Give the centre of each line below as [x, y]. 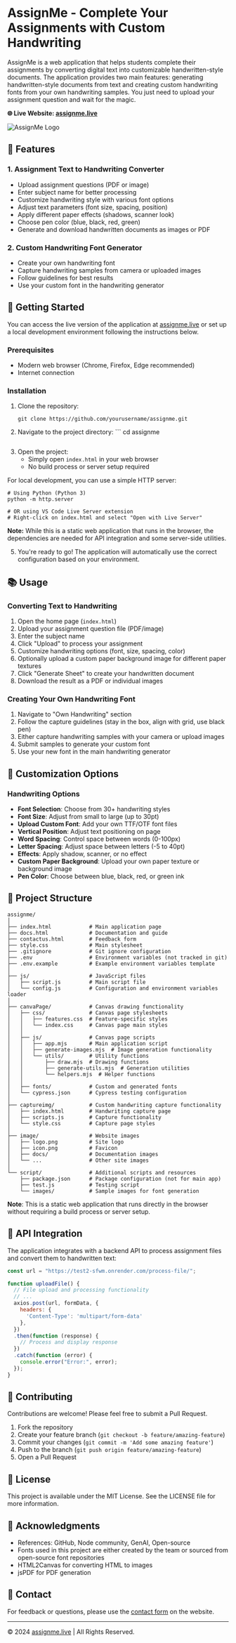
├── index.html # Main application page [84, 927]
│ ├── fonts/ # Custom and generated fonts [92, 1087]
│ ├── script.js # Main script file [77, 982]
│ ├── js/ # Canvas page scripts [81, 1037]
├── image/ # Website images [73, 1136]
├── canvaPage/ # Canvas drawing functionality [96, 1007]
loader [17, 994]
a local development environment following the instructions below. [103, 332]
